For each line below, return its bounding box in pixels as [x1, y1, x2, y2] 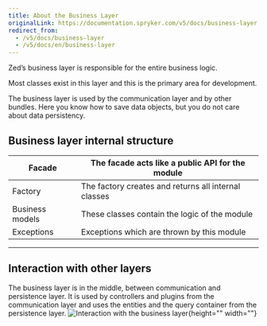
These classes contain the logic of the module [80, 208, 253, 219]
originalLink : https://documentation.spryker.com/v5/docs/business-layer [8, 19, 258, 27]
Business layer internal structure [8, 134, 174, 147]
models [12, 213, 41, 224]
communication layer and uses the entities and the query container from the [8, 300, 257, 309]
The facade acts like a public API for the [90, 157, 246, 168]
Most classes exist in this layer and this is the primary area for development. [8, 79, 257, 88]
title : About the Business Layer [8, 11, 119, 20]
